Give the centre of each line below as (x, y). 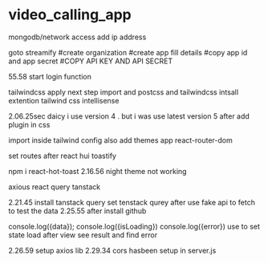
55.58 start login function (50, 76)
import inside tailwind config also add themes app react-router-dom (120, 140)
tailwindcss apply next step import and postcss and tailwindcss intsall (124, 92)
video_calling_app (70, 15)
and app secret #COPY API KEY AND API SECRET (91, 61)
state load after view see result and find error (83, 235)
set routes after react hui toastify (62, 156)
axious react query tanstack (55, 187)
